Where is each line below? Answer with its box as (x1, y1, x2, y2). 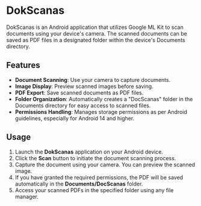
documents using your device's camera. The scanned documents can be (6, 30, 188, 37)
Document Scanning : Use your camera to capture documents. (14, 76, 171, 83)
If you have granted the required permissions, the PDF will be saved (14, 173, 184, 181)
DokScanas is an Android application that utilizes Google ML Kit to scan (6, 23, 184, 31)
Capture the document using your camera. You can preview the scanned (14, 161, 196, 168)
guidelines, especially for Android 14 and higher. (14, 114, 135, 122)
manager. (14, 193, 39, 200)
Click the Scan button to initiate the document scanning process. (14, 154, 176, 161)
